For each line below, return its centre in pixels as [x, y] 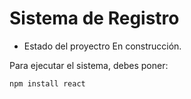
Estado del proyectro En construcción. [102, 46]
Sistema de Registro [94, 18]
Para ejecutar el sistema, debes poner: [89, 65]
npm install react [47, 83]
